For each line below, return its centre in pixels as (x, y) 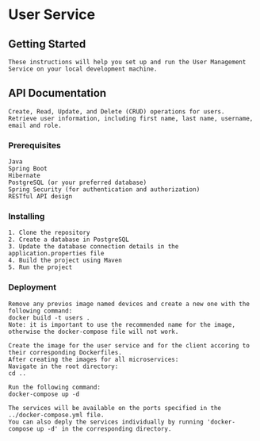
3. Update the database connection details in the (94, 247)
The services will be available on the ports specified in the (115, 408)
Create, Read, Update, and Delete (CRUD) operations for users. (117, 111)
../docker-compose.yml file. (56, 415)
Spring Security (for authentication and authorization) (104, 190)
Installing (27, 217)
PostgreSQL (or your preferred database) (78, 183)
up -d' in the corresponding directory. (104, 429)
